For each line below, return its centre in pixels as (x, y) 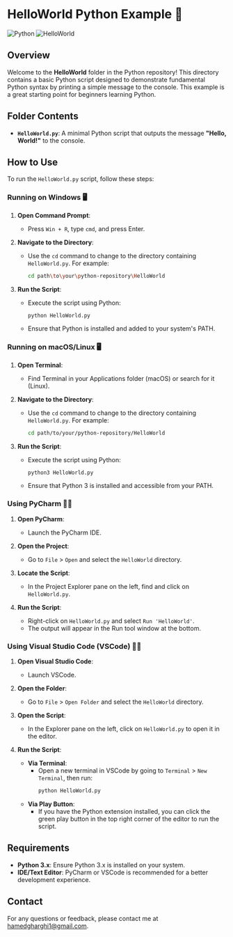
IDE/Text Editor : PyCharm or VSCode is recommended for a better (113, 872)
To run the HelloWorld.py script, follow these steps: (81, 179)
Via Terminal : (47, 763)
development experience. (54, 879)
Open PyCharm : (41, 519)
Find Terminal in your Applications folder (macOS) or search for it (121, 378)
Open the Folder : (42, 688)
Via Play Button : (51, 804)
